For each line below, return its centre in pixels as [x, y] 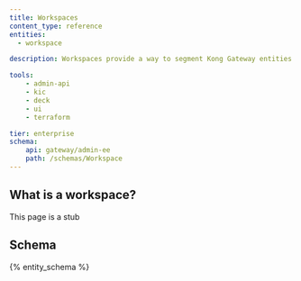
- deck [38, 100]
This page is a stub [45, 216]
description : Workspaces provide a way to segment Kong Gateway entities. [153, 59]
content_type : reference [56, 26]
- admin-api [48, 84]
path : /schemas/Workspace [74, 159]
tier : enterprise [42, 133]
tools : [22, 76]
